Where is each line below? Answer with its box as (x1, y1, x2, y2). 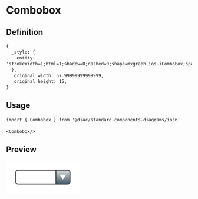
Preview (6, 145, 37, 155)
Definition (6, 27, 43, 37)
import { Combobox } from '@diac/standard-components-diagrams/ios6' (6, 117, 181, 122)
